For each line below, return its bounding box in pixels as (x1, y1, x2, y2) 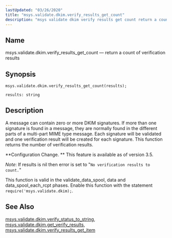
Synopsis (5, 70, 36, 78)
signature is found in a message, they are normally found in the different (5, 125, 158, 131)
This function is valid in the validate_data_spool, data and (5, 177, 126, 183)
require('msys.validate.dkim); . (5, 187, 73, 193)
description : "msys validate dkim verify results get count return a (5, 17, 157, 22)
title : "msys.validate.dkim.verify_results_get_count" (5, 12, 125, 17)
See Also (5, 203, 34, 211)
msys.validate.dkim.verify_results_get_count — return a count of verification (5, 50, 165, 56)
